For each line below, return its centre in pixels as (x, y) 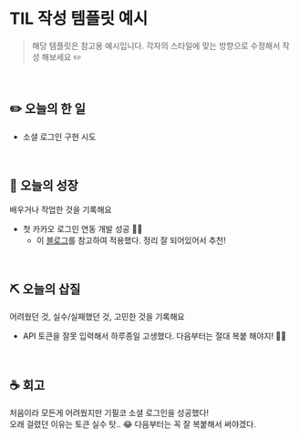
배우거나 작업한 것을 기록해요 (61, 209)
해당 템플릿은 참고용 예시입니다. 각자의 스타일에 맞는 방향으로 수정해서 (156, 46)
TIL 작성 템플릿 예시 (79, 19)
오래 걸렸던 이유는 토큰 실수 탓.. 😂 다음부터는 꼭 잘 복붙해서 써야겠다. (133, 424)
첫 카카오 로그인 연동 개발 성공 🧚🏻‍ (82, 229)
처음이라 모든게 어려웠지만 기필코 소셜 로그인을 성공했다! (109, 413)
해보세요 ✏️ (62, 56)
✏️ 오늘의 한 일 (48, 109)
